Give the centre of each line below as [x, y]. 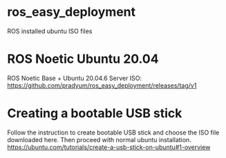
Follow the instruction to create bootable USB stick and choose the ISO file [113, 132]
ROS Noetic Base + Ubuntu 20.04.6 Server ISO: [75, 78]
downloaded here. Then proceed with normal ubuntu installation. [99, 139]
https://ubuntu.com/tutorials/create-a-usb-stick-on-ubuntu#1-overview [109, 147]
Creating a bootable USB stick [95, 113]
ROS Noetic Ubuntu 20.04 [83, 59]
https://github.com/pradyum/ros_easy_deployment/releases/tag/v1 [102, 85]
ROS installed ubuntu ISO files [50, 31]
